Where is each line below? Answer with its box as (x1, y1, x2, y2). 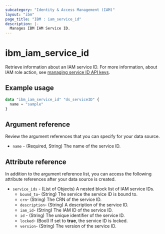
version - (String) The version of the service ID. (19, 223, 116, 229)
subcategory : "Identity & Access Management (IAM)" (5, 7, 115, 12)
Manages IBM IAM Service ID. (9, 26, 70, 31)
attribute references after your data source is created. (5, 176, 116, 182)
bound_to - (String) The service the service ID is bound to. (19, 191, 138, 197)
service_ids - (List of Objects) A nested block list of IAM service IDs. (12, 186, 154, 192)
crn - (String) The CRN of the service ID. (19, 196, 102, 202)
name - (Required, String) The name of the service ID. (12, 143, 121, 149)
